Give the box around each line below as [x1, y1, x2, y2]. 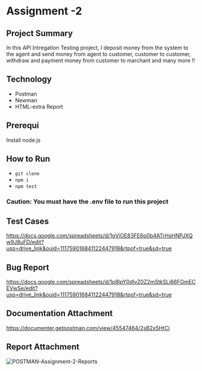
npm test [14, 183, 37, 190]
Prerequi [6, 120, 39, 130]
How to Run [6, 154, 50, 164]
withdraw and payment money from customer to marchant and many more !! [6, 57, 195, 64]
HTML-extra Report [14, 103, 63, 110]
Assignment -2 [6, 4, 82, 18]
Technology [6, 74, 52, 85]
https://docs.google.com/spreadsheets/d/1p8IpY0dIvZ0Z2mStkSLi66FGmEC [6, 278, 196, 285]
